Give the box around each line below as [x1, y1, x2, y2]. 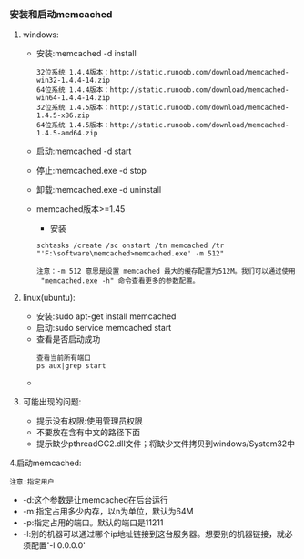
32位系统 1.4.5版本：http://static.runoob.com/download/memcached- [35, 103, 289, 113]
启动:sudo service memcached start [35, 323, 172, 334]
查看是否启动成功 [35, 334, 101, 344]
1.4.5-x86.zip [35, 111, 90, 120]
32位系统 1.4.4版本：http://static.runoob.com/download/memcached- [35, 68, 289, 77]
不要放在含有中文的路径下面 [35, 427, 141, 438]
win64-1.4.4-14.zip [35, 94, 111, 103]
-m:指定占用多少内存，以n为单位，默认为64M [22, 506, 194, 517]
